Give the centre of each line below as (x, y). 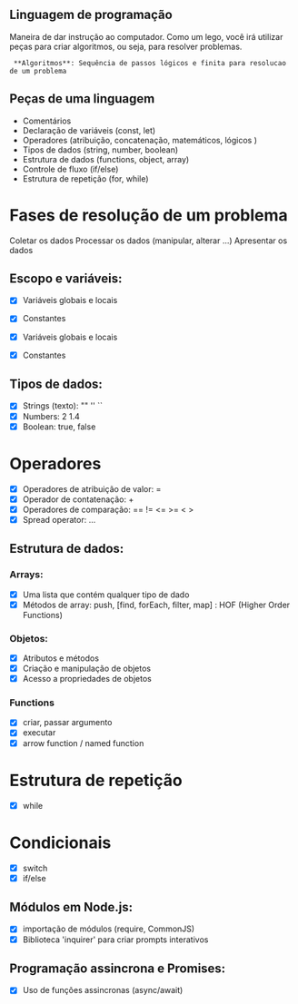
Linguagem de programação (91, 15)
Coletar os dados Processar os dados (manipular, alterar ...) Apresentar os (149, 241)
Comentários (47, 121)
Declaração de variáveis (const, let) (89, 130)
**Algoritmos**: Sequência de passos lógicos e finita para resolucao (149, 63)
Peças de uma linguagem (82, 99)
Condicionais (60, 842)
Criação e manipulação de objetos (87, 668)
